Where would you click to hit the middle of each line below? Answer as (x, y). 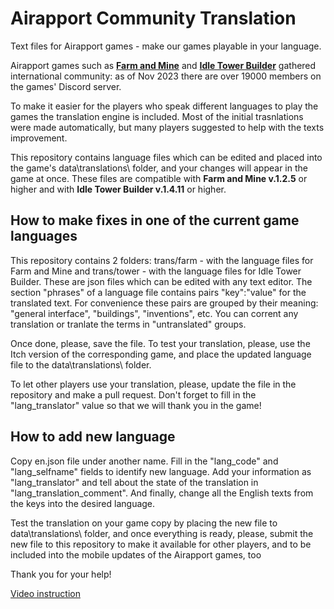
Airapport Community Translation (153, 18)
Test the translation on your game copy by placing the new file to (144, 523)
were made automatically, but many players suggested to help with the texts (167, 127)
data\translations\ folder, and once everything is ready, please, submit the (162, 533)
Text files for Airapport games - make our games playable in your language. (166, 46)
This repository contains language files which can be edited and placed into (166, 157)
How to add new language (93, 437)
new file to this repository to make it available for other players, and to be (161, 544)
